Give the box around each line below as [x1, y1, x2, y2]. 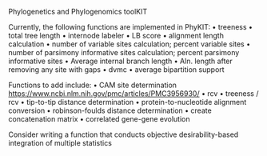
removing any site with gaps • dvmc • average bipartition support [8, 65, 225, 74]
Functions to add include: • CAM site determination [8, 80, 177, 90]
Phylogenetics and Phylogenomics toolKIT [8, 7, 148, 16]
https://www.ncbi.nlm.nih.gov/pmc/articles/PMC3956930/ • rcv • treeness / [8, 89, 259, 98]
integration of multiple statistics [8, 138, 112, 147]
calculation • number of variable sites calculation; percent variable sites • [8, 39, 251, 49]
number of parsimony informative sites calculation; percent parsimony [8, 48, 240, 57]
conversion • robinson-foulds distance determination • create [8, 106, 212, 115]
